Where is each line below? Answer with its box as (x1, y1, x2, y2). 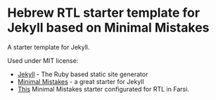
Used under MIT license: (7, 56, 79, 64)
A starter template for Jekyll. (7, 43, 90, 51)
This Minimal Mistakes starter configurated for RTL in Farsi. (17, 85, 190, 93)
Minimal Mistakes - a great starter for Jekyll (17, 77, 144, 85)
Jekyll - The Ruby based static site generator (17, 70, 148, 78)
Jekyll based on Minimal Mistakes (7, 20, 210, 36)
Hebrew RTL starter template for (7, 5, 201, 21)
